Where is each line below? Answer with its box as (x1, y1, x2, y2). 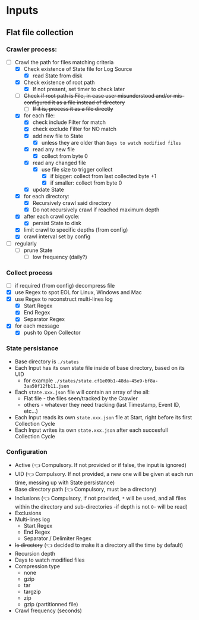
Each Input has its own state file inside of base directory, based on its (14, 364, 185, 371)
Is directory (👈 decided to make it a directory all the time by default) (14, 541, 184, 549)
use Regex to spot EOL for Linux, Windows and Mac (14, 289, 143, 296)
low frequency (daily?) (32, 253, 87, 260)
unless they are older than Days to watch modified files (41, 139, 181, 146)
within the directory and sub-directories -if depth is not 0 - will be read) (14, 503, 188, 510)
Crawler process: (6, 45, 58, 54)
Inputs (6, 4, 39, 17)
